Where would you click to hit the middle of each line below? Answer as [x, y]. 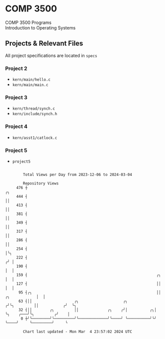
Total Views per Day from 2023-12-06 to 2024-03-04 [78, 174]
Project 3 [16, 97]
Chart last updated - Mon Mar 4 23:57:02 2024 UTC [78, 332]
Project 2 [16, 68]
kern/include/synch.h [35, 114]
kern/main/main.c [30, 85]
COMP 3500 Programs [28, 22]
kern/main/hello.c [31, 80]
